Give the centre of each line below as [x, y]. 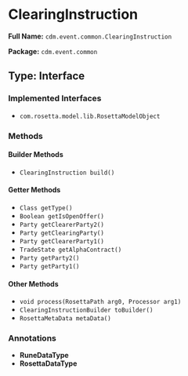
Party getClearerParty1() [61, 241]
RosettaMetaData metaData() [65, 319]
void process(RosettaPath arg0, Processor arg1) [100, 302]
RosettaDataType [48, 363]
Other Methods [33, 283]
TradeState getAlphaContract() [70, 250]
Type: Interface [47, 76]
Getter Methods [34, 190]
